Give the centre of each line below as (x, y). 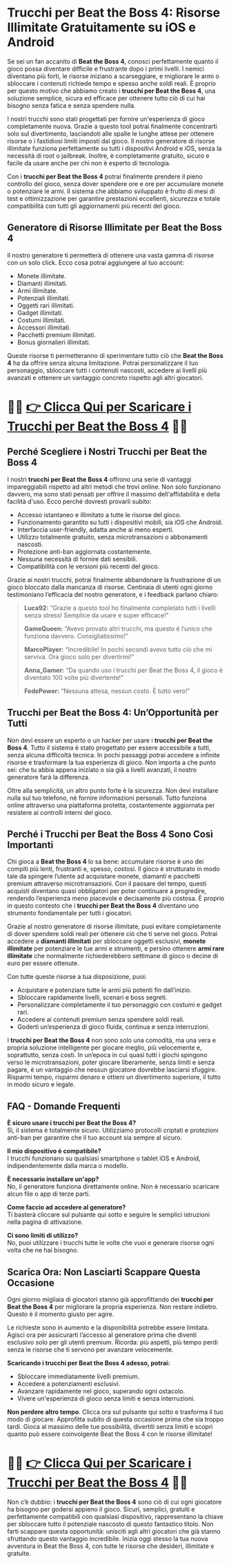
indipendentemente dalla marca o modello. (68, 1166)
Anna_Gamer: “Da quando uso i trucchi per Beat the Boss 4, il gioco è (123, 670)
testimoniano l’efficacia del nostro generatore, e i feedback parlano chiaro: (113, 594)
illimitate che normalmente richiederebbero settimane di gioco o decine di (113, 956)
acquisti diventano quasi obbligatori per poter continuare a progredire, (107, 891)
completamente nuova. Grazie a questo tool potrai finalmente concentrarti (112, 126)
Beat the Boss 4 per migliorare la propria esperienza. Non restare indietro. (113, 1307)
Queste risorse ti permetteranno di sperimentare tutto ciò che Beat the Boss (115, 355)
